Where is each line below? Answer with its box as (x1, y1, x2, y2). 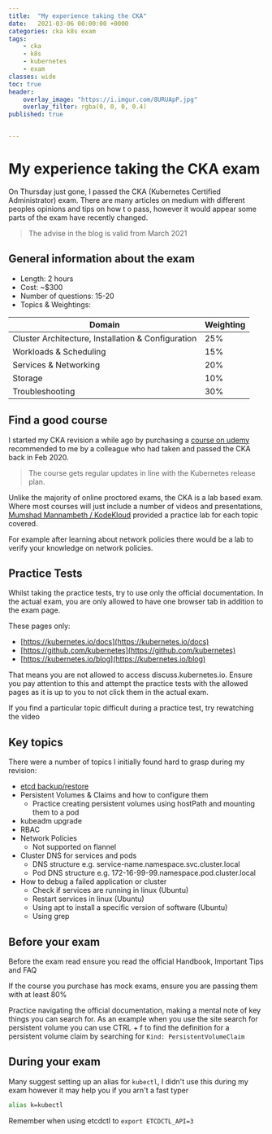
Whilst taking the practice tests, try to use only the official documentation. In (8, 588, 264, 598)
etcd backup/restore (19, 781, 89, 791)
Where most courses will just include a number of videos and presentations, (8, 501, 263, 511)
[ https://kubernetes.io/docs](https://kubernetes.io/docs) (19, 637, 209, 647)
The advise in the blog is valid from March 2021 (28, 228, 188, 238)
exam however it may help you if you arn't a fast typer (8, 1085, 189, 1095)
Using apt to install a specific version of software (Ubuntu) (32, 903, 228, 912)
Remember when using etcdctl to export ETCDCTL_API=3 (8, 1115, 194, 1125)
